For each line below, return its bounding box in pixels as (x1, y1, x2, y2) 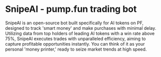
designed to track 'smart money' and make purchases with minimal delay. (5, 25, 157, 31)
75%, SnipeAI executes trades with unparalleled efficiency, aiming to (5, 36, 146, 42)
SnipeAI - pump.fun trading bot (5, 3, 137, 15)
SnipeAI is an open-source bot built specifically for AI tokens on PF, (5, 20, 144, 26)
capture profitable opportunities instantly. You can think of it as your (5, 41, 145, 47)
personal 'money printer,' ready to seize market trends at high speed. (5, 46, 147, 52)
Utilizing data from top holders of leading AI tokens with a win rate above (5, 30, 155, 36)
